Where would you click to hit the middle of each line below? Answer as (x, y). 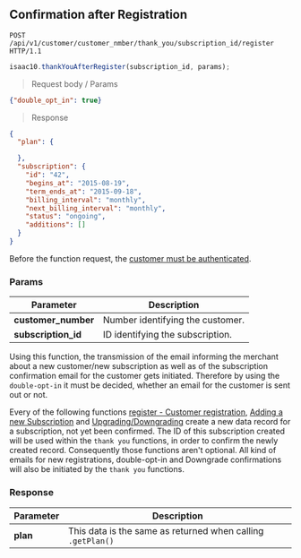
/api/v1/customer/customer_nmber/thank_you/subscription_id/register (142, 43)
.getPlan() (91, 541)
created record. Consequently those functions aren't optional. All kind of (143, 451)
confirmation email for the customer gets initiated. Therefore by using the (145, 376)
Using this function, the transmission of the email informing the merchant (144, 356)
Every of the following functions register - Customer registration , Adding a (146, 412)
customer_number (54, 320)
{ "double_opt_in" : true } (56, 100)
